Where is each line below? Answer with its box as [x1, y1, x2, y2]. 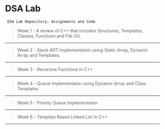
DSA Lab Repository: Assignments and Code [7, 19, 96, 24]
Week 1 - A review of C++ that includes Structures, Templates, [17, 27, 143, 33]
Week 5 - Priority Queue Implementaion [17, 100, 97, 105]
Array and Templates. [17, 52, 61, 58]
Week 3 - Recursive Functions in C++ [17, 66, 93, 72]
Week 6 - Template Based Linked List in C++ [17, 114, 108, 120]
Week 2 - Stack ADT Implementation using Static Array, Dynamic [17, 47, 148, 53]
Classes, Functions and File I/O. [17, 33, 81, 39]
